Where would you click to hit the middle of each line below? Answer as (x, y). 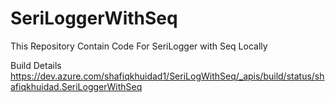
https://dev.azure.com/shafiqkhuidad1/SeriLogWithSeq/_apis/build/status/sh (167, 76)
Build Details (36, 65)
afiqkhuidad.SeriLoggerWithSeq (76, 86)
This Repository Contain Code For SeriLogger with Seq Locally (139, 46)
